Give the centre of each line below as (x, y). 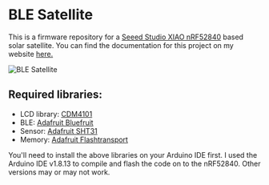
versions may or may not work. (59, 172)
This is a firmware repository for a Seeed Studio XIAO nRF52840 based (126, 37)
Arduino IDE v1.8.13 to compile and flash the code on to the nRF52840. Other (134, 163)
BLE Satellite (51, 15)
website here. (31, 54)
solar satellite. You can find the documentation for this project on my (121, 45)
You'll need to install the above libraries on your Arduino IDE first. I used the (133, 155)
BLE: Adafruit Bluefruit (56, 123)
